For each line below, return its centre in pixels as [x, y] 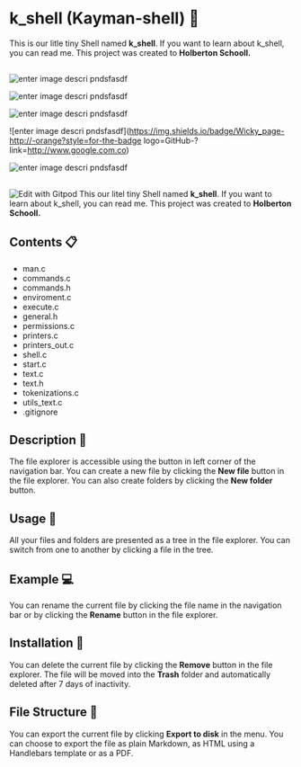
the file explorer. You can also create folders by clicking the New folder [141, 481]
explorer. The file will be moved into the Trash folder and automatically [140, 674]
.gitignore [40, 412]
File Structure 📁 [53, 713]
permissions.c [48, 326]
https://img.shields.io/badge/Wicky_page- [207, 131]
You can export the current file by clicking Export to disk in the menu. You [146, 734]
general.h [40, 316]
